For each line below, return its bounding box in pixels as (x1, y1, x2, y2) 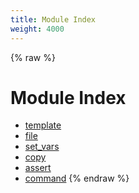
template (24, 119, 62, 131)
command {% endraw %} (24, 172, 130, 185)
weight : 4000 (10, 24, 65, 34)
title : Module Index (10, 14, 97, 25)
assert (24, 162, 52, 174)
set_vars (24, 141, 60, 153)
